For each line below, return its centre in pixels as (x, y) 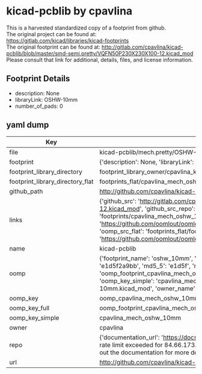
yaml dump (28, 125)
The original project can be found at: (51, 34)
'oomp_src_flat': (121, 231)
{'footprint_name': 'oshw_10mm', (146, 258)
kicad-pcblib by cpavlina (69, 11)
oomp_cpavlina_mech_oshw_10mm (149, 298)
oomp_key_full (29, 308)
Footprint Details (38, 79)
